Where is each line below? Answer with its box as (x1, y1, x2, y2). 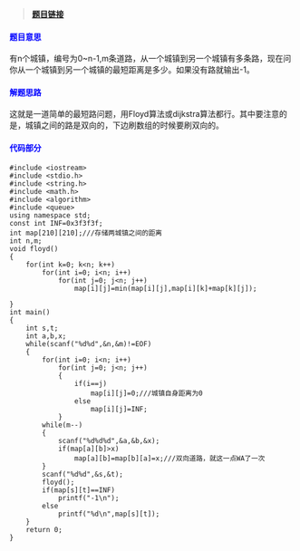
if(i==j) (73, 379, 107, 388)
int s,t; (25, 324, 59, 333)
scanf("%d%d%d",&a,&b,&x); (57, 436, 160, 445)
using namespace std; (9, 210, 92, 220)
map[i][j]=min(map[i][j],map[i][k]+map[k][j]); (73, 284, 257, 293)
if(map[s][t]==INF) (42, 485, 116, 495)
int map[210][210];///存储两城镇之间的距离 (9, 228, 163, 237)
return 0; (25, 525, 63, 534)
